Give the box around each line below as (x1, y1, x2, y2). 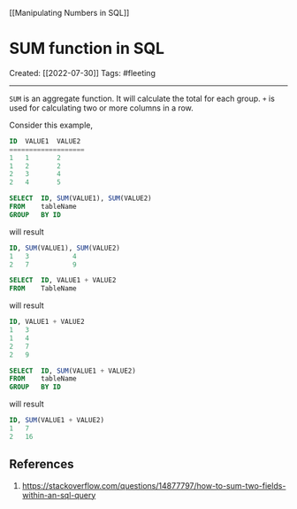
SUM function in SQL (9, 39, 165, 58)
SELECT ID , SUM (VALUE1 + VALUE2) (9, 366, 137, 375)
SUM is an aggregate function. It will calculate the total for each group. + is (9, 93, 276, 104)
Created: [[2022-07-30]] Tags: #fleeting (9, 67, 156, 78)
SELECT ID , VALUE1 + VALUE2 (9, 276, 117, 285)
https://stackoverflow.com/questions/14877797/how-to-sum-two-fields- (21, 480, 286, 490)
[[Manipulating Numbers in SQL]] (9, 8, 130, 18)
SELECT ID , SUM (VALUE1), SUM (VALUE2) (9, 194, 152, 203)
